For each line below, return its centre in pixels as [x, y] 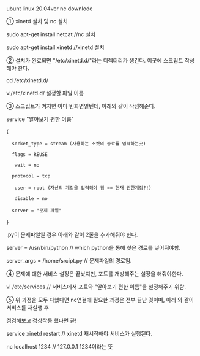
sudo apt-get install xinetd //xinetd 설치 [55, 47]
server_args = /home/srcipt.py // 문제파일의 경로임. [69, 261]
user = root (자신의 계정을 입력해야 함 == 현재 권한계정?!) [83, 188]
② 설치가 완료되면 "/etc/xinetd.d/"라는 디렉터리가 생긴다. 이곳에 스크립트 [95, 61]
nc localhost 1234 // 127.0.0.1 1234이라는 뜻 [60, 347]
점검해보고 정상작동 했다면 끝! [42, 320]
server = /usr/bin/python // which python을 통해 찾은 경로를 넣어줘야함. [94, 248]
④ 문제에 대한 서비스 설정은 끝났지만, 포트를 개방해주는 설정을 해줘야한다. [95, 274]
